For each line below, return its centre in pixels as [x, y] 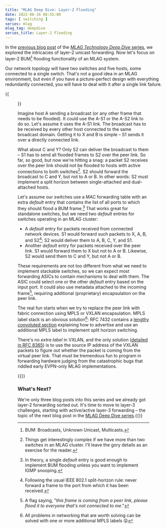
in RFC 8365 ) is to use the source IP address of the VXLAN [78, 345]
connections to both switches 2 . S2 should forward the [73, 171]
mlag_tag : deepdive [25, 28]
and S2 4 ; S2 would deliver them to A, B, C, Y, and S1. [79, 240]
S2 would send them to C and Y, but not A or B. [73, 256]
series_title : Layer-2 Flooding [39, 33]
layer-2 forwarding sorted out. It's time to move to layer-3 [76, 405]
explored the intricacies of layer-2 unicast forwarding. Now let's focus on [80, 52]
